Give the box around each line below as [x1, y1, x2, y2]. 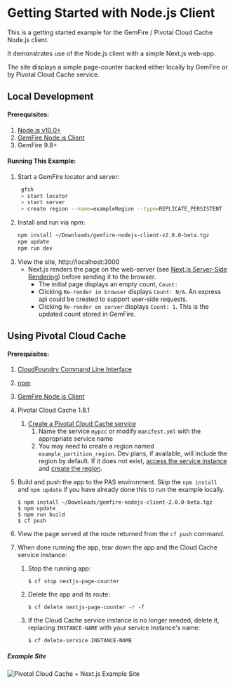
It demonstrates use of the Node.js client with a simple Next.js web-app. [7, 49, 216, 58]
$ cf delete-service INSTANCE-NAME [27, 637, 132, 644]
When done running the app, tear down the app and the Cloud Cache [17, 543, 217, 552]
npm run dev [17, 244, 53, 252]
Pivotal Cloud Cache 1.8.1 [17, 406, 90, 415]
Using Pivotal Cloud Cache [7, 330, 126, 342]
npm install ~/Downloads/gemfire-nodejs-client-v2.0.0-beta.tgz [17, 232, 210, 239]
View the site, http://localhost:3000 [17, 258, 120, 266]
